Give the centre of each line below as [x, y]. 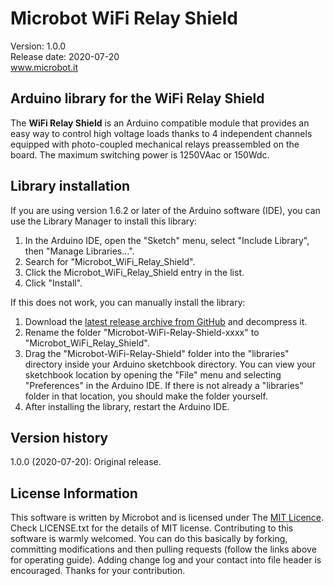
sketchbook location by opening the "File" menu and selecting [153, 374]
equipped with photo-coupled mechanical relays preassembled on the [155, 144]
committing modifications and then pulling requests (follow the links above [163, 549]
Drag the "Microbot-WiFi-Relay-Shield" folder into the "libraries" [157, 353]
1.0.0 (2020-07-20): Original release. [86, 462]
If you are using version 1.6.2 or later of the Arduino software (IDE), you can [165, 210]
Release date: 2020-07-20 [65, 56]
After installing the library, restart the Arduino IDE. [127, 406]
